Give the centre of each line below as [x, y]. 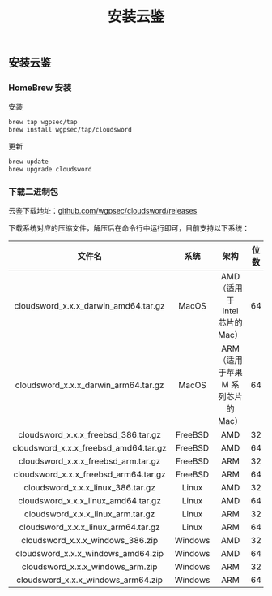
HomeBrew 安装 [40, 88]
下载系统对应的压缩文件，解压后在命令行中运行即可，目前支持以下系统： [129, 228]
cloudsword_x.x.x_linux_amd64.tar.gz [90, 501]
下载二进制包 [34, 192]
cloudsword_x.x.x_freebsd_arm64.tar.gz [89, 474]
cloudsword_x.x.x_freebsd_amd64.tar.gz [90, 448]
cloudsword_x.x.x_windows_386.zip [90, 541]
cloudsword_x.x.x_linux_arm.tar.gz [89, 514]
